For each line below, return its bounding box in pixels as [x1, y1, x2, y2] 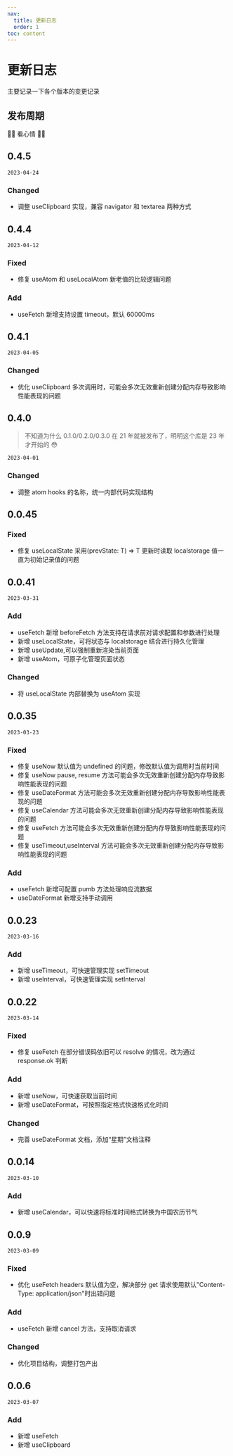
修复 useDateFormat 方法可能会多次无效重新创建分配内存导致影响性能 [17, 788, 220, 796]
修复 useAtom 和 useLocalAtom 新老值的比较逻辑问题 [17, 275, 172, 284]
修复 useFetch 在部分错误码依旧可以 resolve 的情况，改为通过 [17, 1048, 196, 1056]
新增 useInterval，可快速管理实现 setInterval [17, 975, 145, 984]
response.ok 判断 [17, 1057, 68, 1065]
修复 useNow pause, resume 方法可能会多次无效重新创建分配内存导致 [17, 770, 219, 779]
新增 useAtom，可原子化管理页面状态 [17, 654, 125, 663]
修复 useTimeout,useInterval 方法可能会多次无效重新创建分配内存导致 [17, 841, 218, 849]
